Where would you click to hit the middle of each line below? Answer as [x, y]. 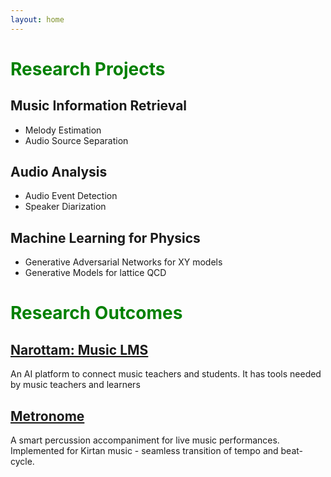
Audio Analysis [59, 172]
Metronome [47, 416]
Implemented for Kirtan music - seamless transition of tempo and [144, 451]
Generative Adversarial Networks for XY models [123, 262]
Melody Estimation [63, 130]
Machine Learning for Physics [105, 237]
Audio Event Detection [71, 196]
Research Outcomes [96, 313]
